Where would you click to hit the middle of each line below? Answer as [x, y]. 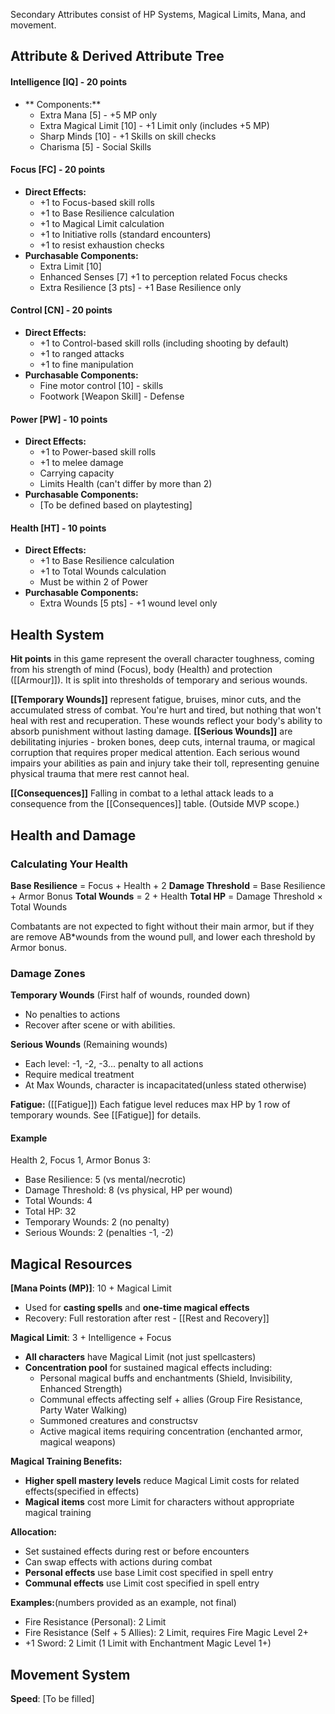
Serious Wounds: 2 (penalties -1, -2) [99, 1233]
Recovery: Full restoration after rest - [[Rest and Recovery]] [147, 1318]
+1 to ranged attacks [82, 353]
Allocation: [34, 1532]
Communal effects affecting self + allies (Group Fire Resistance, [171, 1400]
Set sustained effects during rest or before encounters [137, 1551]
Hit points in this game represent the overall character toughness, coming [162, 659]
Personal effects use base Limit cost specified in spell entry [149, 1573]
